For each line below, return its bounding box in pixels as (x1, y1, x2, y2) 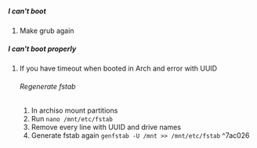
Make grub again (19, 26, 74, 35)
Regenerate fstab (19, 81, 76, 91)
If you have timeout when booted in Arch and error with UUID (19, 63, 218, 73)
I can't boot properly (8, 44, 77, 53)
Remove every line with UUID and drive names (31, 122, 182, 132)
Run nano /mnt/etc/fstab (31, 114, 114, 124)
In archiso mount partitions (31, 106, 118, 115)
